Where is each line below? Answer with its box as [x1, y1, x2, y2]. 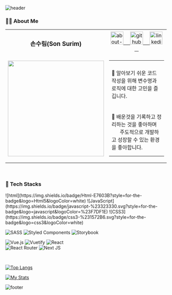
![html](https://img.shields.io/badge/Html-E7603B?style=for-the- [5, 192, 142, 199]
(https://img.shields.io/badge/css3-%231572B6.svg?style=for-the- [5, 214, 146, 220]
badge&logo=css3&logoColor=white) [5, 219, 83, 226]
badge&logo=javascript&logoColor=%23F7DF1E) [5, 208, 109, 214]
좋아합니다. [117, 144, 143, 151]
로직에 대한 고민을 [112, 85, 153, 92]
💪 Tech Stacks [5, 181, 42, 188]
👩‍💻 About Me [5, 17, 38, 24]
